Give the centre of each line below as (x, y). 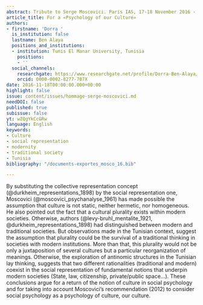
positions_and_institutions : (48, 46)
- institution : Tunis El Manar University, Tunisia (78, 51)
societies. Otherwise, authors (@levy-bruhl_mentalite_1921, (79, 218)
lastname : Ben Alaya (37, 40)
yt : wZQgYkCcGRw (27, 119)
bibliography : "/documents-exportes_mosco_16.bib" (71, 164)
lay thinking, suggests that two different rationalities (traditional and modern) (101, 263)
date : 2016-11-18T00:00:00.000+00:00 (54, 85)
